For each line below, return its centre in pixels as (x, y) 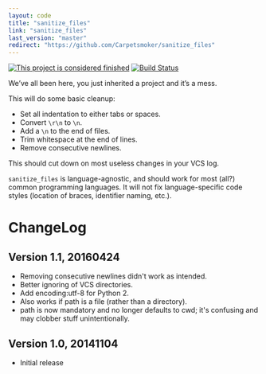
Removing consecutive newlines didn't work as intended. (113, 276)
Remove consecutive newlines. (70, 148)
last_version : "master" (48, 38)
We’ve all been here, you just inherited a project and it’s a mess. (113, 84)
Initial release (41, 362)
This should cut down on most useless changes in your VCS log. (114, 163)
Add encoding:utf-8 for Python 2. (74, 293)
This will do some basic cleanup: (62, 99)
